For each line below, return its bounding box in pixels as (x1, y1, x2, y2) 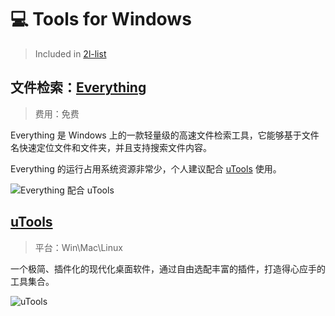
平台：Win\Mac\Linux (34, 241, 123, 253)
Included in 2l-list (34, 47, 107, 60)
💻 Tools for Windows (10, 8, 192, 31)
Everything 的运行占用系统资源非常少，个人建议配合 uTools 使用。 (10, 162, 282, 175)
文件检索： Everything (10, 79, 147, 96)
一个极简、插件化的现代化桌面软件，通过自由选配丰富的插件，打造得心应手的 (10, 262, 326, 275)
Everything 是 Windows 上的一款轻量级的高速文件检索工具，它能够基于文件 (10, 129, 320, 141)
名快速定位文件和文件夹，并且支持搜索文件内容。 (10, 141, 212, 153)
